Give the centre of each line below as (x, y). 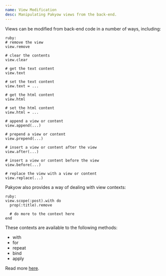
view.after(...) (22, 151)
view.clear (16, 60)
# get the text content (30, 68)
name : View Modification (31, 10)
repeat (19, 247)
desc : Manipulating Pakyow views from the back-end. (61, 14)
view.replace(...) (24, 178)
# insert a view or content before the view (52, 160)
